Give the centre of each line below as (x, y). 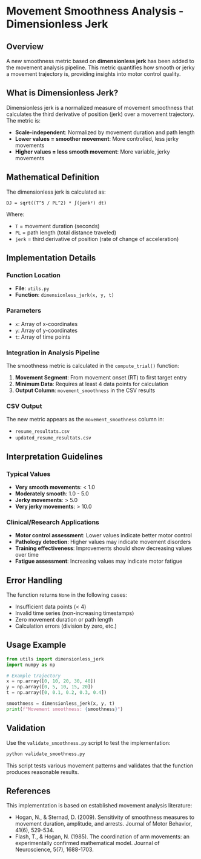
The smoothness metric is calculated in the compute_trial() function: (93, 365)
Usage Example (36, 645)
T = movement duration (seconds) (57, 226)
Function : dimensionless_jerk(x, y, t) (64, 295)
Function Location (33, 275)
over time (27, 555)
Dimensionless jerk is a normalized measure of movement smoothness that (100, 107)
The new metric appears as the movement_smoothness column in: (85, 419)
